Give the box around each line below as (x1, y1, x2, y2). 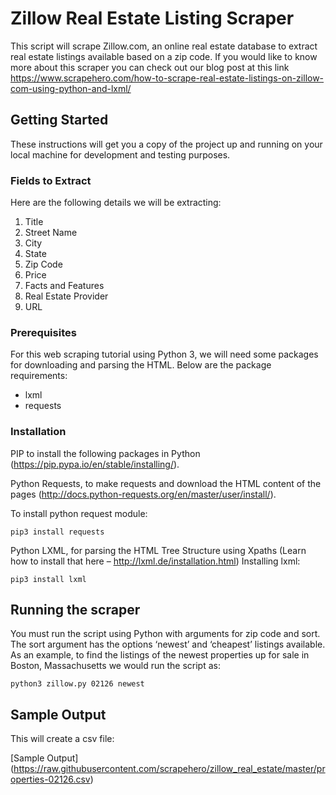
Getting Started (10, 112, 109, 129)
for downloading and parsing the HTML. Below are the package (10, 359, 272, 371)
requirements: (10, 370, 68, 382)
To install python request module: (10, 507, 148, 519)
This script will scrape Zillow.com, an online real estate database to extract (10, 40, 318, 52)
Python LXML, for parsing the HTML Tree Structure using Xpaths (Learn (10, 544, 307, 556)
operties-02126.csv (10, 773, 91, 786)
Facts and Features (24, 280, 105, 292)
